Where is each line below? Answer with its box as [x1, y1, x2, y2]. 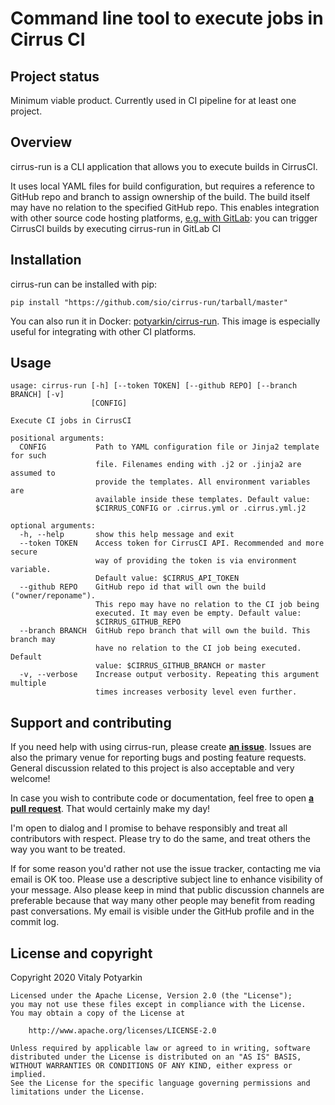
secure [10, 547, 38, 557]
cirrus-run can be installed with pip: [10, 278, 158, 290]
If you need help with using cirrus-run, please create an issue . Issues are [10, 741, 312, 753]
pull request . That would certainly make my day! [10, 803, 211, 815]
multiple [10, 678, 47, 689]
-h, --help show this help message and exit [19, 530, 235, 540]
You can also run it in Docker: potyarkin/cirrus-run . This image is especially [10, 315, 321, 327]
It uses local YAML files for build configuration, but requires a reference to [10, 180, 315, 192]
